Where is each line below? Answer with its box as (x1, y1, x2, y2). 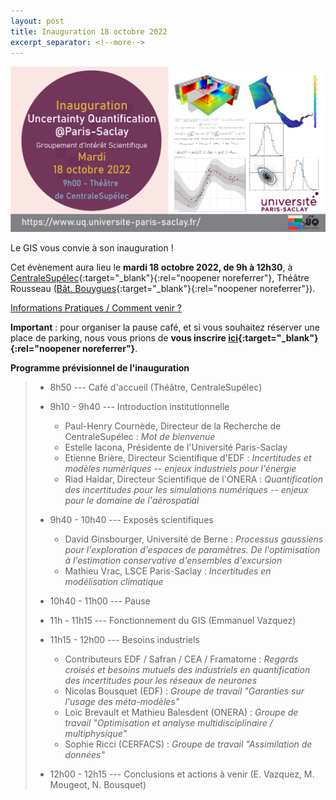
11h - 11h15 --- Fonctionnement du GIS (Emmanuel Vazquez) (49, 614, 297, 626)
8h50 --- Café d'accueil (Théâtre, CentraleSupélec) (49, 381, 263, 393)
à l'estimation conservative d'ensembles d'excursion (64, 554, 283, 566)
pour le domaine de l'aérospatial (64, 494, 200, 506)
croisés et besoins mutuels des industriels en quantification (64, 663, 311, 675)
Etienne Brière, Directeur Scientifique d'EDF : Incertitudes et (64, 451, 312, 464)
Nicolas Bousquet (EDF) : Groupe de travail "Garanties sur (64, 685, 305, 697)
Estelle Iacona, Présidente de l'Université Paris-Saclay (64, 441, 288, 453)
